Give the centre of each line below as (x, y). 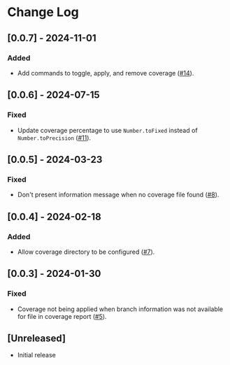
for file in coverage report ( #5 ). (62, 316)
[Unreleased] (37, 339)
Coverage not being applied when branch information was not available (120, 309)
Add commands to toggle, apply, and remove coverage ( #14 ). (106, 73)
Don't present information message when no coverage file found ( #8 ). (118, 195)
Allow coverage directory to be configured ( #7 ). (86, 252)
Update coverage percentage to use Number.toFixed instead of (107, 130)
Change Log (43, 12)
